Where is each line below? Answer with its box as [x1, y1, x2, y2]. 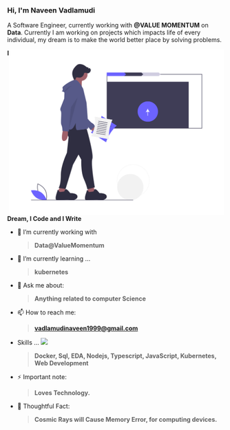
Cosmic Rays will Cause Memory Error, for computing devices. [34, 415, 218, 423]
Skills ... [17, 338, 40, 346]
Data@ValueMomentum [34, 241, 105, 249]
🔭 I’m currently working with [17, 228, 97, 236]
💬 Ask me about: [17, 281, 64, 289]
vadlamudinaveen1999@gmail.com [34, 324, 138, 332]
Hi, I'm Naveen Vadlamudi [7, 6, 96, 15]
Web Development [34, 358, 89, 367]
